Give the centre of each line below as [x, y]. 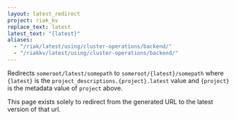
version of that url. [34, 109]
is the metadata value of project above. [65, 88]
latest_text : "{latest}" [44, 33]
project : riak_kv [33, 20]
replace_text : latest [39, 27]
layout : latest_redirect [44, 14]
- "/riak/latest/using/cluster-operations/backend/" [93, 46]
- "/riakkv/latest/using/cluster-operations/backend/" [96, 54]
